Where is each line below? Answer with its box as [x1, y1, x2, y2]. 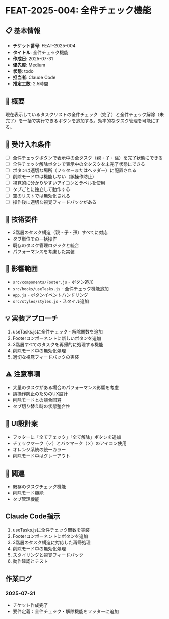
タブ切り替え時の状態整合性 [12, 403, 71, 409]
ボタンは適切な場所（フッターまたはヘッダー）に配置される [12, 167, 137, 173]
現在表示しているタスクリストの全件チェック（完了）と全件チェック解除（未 [5, 111, 164, 117]
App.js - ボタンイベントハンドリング [12, 292, 89, 298]
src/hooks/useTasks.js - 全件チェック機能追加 [12, 285, 109, 291]
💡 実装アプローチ [5, 314, 58, 323]
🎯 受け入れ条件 [5, 140, 51, 149]
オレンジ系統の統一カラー [12, 447, 66, 453]
